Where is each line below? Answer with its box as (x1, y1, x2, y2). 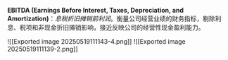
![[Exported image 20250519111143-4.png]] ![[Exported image (7, 37, 186, 45)
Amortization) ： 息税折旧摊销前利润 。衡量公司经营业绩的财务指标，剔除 (7, 14, 216, 23)
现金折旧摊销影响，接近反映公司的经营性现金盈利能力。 (44, 23, 205, 31)
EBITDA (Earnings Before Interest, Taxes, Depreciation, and (7, 6, 184, 14)
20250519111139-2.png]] (7, 45, 79, 53)
